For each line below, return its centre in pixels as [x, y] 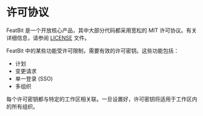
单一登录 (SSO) [34, 79]
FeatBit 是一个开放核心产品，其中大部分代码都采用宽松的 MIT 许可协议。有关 [101, 30]
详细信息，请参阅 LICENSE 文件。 [48, 37]
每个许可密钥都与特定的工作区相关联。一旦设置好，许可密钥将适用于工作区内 [102, 99]
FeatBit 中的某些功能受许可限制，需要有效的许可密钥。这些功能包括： [93, 50]
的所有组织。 [22, 106]
